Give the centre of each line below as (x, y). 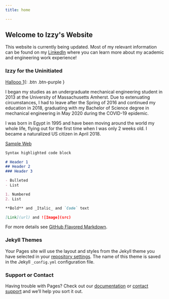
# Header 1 (17, 162)
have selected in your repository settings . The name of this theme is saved (83, 257)
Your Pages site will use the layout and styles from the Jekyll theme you (80, 251)
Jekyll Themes (24, 240)
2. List (13, 199)
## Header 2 (18, 167)
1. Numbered (18, 194)
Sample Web (18, 143)
